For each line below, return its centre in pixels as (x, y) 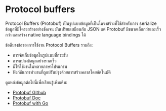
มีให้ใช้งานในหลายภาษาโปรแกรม (40, 66)
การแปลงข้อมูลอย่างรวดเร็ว (34, 61)
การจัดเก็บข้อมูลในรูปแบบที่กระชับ (40, 55)
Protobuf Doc (27, 98)
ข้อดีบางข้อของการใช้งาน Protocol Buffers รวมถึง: (49, 45)
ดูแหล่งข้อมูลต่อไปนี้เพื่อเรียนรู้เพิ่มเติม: (36, 82)
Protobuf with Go (30, 103)
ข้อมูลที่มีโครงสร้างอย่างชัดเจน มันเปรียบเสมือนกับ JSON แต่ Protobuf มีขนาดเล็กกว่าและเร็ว (83, 29)
